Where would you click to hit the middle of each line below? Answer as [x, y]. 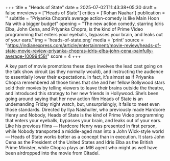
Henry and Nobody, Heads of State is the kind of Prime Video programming [85, 115]
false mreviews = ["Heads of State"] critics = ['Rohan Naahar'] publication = [85, 13]
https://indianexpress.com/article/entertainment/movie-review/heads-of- [84, 45]
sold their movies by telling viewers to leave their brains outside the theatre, [85, 88]
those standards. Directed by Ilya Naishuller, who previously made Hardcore [85, 110]
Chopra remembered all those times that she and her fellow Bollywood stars [85, 82]
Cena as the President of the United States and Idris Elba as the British [79, 142]
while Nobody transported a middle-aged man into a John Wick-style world [85, 131]
